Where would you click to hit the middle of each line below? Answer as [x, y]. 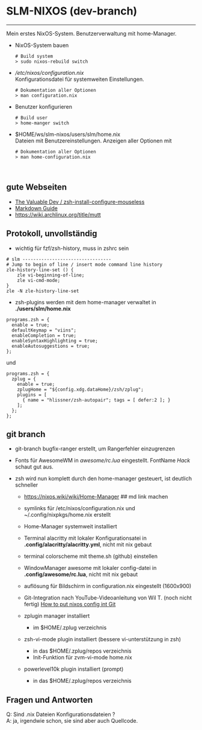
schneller [26, 485]
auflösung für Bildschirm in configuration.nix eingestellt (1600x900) [108, 586]
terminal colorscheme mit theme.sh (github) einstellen [91, 556]
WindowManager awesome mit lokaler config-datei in [90, 568]
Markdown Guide [36, 208]
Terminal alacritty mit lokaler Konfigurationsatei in [85, 538]
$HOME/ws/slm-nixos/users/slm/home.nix [68, 134]
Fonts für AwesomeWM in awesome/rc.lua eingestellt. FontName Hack [103, 461]
